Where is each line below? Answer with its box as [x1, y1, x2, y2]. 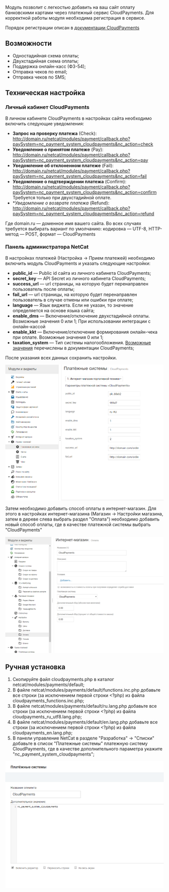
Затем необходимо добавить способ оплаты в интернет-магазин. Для [5, 505, 157, 511]
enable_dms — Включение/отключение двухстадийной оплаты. [12, 313, 150, 319]
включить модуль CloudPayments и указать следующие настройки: [5, 260, 151, 266]
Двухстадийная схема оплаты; [12, 58, 79, 64]
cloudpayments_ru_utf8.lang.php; [12, 713, 82, 719]
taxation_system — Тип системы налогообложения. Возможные [12, 339, 151, 345]
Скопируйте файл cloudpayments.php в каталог [12, 676, 114, 682]
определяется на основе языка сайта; [12, 307, 95, 314]
